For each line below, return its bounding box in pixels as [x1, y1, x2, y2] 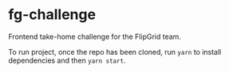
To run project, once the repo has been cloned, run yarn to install [8, 47, 222, 56]
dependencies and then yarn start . [8, 56, 126, 65]
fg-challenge [8, 6, 97, 24]
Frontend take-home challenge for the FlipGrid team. [8, 32, 182, 41]
